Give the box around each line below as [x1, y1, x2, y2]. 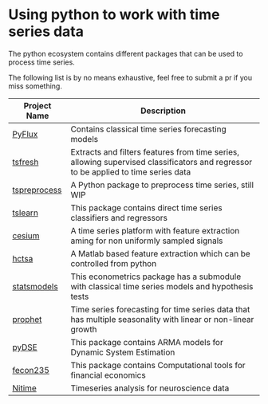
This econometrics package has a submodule [70, 271, 242, 282]
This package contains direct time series [70, 202, 223, 213]
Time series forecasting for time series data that [70, 304, 250, 315]
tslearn [12, 207, 38, 218]
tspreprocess [12, 184, 62, 195]
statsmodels [12, 280, 58, 292]
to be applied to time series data [70, 166, 191, 177]
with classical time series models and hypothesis [70, 280, 254, 292]
